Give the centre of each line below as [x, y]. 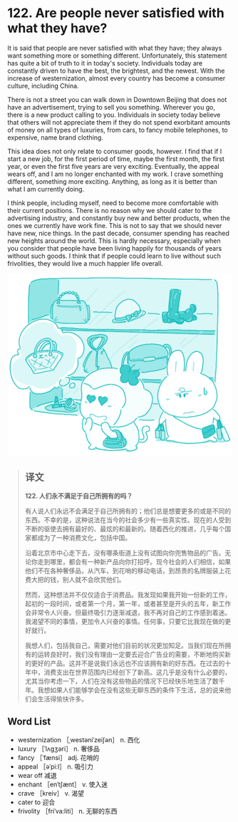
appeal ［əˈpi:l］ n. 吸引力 [56, 766]
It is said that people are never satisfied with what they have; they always [115, 48]
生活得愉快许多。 [62, 699]
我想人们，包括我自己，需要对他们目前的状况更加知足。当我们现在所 [125, 645]
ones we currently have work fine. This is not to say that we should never [115, 225]
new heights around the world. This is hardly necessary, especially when [114, 241]
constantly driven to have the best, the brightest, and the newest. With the [116, 71]
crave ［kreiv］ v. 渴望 [51, 793]
